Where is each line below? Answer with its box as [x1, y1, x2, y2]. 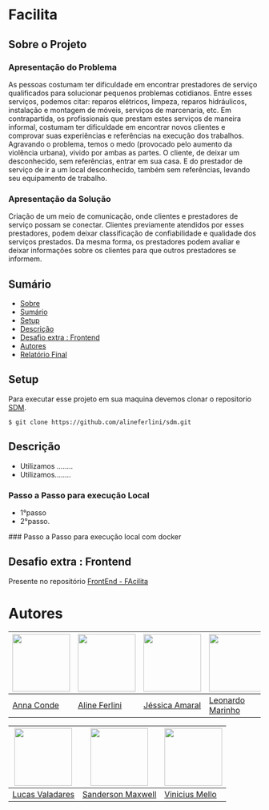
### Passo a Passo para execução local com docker [8, 531, 182, 542]
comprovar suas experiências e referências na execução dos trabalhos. [8, 131, 244, 140]
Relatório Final [19, 349, 68, 359]
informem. [8, 254, 42, 264]
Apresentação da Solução [8, 193, 111, 204]
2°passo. [19, 516, 50, 526]
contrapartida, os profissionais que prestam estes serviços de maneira [8, 114, 242, 123]
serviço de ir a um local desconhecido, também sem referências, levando [8, 164, 251, 174]
